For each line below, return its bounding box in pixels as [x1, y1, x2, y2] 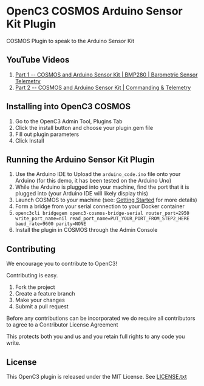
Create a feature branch [15, 290, 75, 297]
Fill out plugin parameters [15, 130, 80, 138]
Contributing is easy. [6, 272, 58, 279]
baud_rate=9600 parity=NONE [15, 221, 86, 227]
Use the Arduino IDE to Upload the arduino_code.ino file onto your [15, 171, 181, 178]
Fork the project [15, 283, 56, 291]
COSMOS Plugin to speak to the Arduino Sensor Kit [6, 37, 135, 44]
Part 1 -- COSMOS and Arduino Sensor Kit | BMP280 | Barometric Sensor [15, 71, 198, 78]
